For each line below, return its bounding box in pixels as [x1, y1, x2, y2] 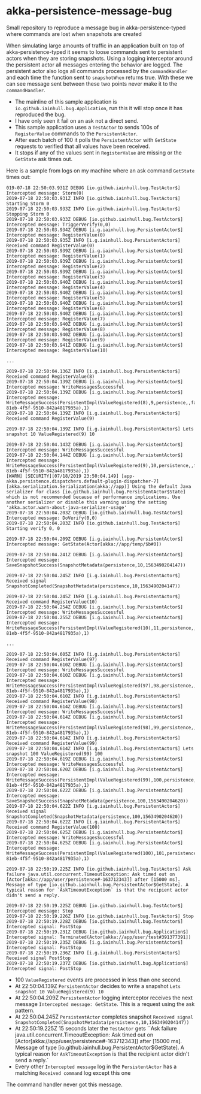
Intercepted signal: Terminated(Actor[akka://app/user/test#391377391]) [6, 934, 191, 940]
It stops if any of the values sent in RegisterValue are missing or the [14, 149, 182, 156]
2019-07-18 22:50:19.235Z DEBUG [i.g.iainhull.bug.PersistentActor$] [6, 939, 184, 945]
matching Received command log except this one [14, 1069, 131, 1076]
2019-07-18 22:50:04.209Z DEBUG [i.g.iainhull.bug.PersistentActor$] [6, 536, 184, 542]
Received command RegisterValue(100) [6, 824, 100, 830]
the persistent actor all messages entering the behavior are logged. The [6, 61, 183, 68]
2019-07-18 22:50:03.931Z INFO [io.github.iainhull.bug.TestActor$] [6, 195, 181, 201]
